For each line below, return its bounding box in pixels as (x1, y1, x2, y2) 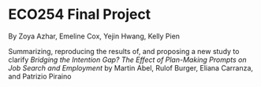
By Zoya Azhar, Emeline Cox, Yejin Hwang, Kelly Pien (8, 31, 180, 41)
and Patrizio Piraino (8, 71, 72, 81)
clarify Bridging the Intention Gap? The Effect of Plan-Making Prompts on (8, 55, 247, 64)
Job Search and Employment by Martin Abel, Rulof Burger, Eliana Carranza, (8, 63, 254, 72)
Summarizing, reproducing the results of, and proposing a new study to (8, 46, 240, 56)
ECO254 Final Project (8, 5, 151, 24)
